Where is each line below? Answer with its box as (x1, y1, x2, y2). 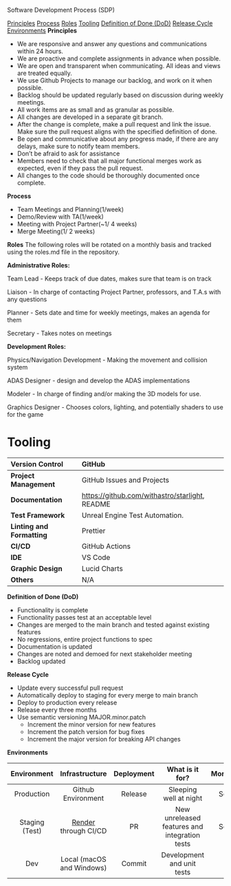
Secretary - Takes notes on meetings (7, 329, 112, 337)
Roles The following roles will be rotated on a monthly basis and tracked (7, 241, 212, 248)
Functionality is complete (16, 605, 89, 614)
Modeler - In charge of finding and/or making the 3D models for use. (7, 390, 201, 398)
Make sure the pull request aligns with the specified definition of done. (16, 127, 217, 136)
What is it (166, 764, 199, 774)
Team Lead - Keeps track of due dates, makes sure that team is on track (7, 274, 212, 283)
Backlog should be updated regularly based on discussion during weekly (16, 91, 223, 99)
